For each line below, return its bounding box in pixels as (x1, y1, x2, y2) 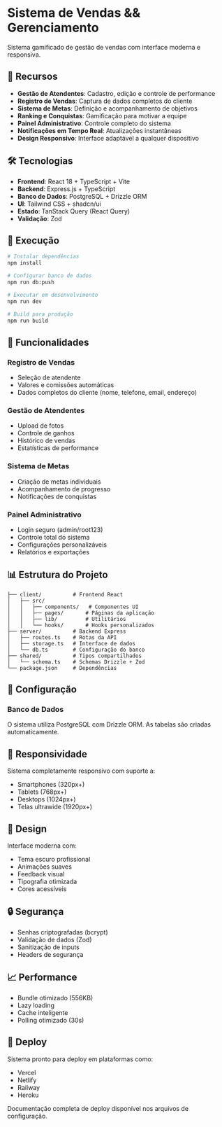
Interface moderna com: (7, 841, 77, 850)
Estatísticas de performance (17, 444, 99, 452)
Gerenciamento (7, 20, 99, 36)
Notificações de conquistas (17, 492, 97, 500)
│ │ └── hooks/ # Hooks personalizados (7, 622, 155, 629)
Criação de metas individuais (17, 477, 101, 486)
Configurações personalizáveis (17, 540, 107, 549)
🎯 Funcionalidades (7, 336, 89, 348)
